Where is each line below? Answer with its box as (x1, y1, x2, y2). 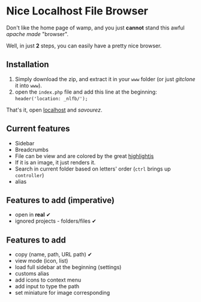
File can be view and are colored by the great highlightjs (14, 152, 154, 160)
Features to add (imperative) (6, 195, 115, 205)
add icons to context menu (14, 276, 82, 283)
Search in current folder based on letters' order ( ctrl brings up (14, 165, 171, 172)
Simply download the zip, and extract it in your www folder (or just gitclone (14, 75, 196, 82)
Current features (6, 124, 70, 134)
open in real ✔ (14, 211, 51, 219)
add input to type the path (14, 283, 80, 290)
